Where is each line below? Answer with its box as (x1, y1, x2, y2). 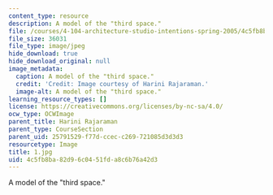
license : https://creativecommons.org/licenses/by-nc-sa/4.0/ (8, 102, 223, 110)
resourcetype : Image (8, 140, 79, 149)
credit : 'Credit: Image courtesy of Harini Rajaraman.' (15, 80, 209, 88)
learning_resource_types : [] (8, 95, 107, 103)
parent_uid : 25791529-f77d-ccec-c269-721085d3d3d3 (8, 132, 184, 141)
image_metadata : (8, 65, 63, 73)
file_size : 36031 (8, 34, 67, 43)
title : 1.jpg (8, 148, 53, 156)
